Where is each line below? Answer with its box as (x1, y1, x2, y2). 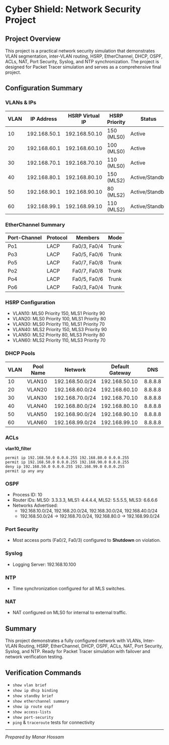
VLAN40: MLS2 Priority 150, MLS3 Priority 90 (12, 327, 107, 333)
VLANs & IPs (5, 99, 37, 106)
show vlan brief (12, 682, 47, 688)
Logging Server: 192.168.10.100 (12, 561, 76, 567)
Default (111, 363, 129, 370)
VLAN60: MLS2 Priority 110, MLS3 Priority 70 (12, 337, 106, 343)
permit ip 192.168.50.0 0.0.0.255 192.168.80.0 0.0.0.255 (5, 455, 129, 460)
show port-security (12, 715, 54, 720)
